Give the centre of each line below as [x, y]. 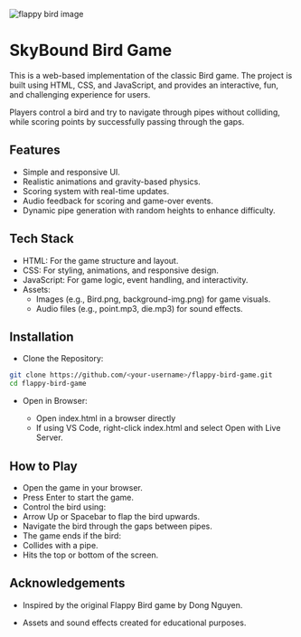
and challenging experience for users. [80, 94]
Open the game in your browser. [82, 487]
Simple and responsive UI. [71, 172]
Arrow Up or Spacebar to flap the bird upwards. [111, 516]
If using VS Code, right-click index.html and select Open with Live [158, 428]
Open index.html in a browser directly [106, 418]
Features [35, 150]
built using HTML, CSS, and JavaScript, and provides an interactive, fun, [144, 85]
